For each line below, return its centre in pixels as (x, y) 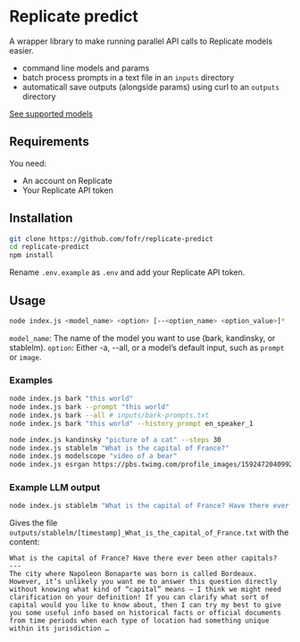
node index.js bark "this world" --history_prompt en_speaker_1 (131, 423)
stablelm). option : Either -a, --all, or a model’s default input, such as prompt (147, 347)
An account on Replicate (67, 180)
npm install (31, 255)
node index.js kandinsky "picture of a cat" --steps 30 (115, 439)
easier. (21, 50)
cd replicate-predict (50, 247)
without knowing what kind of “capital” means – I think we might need (145, 590)
